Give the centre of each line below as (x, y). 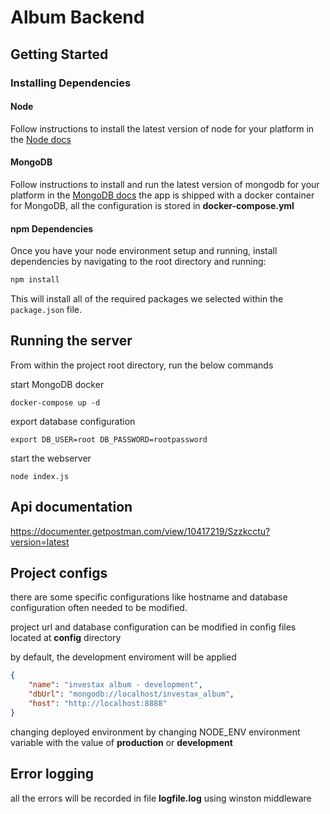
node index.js (40, 476)
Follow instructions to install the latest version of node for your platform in (162, 128)
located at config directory (66, 638)
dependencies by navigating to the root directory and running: (138, 262)
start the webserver (51, 458)
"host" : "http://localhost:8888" (98, 704)
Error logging (52, 774)
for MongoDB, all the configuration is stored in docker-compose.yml (152, 205)
